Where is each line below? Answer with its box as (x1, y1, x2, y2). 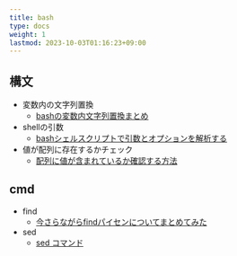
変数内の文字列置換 (22, 100, 94, 110)
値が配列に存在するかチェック (22, 145, 133, 155)
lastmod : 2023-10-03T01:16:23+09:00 (9, 38, 146, 48)
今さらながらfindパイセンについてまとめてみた (35, 216, 207, 227)
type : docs (9, 22, 50, 31)
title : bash (9, 13, 54, 22)
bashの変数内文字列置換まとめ (35, 110, 149, 121)
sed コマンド (35, 237, 83, 248)
